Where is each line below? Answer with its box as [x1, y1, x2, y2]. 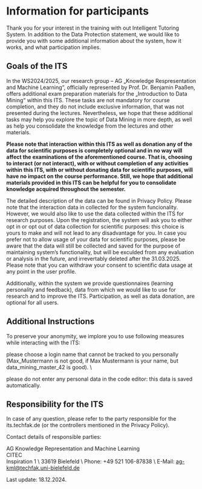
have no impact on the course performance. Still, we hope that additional [6, 172, 194, 180]
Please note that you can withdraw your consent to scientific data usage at [6, 261, 193, 269]
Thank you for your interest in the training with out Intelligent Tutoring [6, 24, 180, 31]
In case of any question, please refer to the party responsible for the [6, 415, 177, 422]
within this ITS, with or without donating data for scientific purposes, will [6, 166, 193, 173]
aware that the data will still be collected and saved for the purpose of [6, 242, 180, 249]
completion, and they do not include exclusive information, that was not [6, 103, 184, 110]
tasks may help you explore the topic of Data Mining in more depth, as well [6, 116, 192, 123]
